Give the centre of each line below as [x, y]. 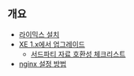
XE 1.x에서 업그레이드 [52, 44]
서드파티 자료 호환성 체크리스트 [78, 54]
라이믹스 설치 [39, 34]
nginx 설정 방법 [43, 63]
